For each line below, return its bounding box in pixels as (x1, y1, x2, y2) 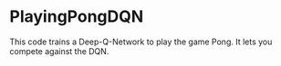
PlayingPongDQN (9, 6, 144, 27)
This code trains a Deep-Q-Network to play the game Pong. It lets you (9, 36, 273, 47)
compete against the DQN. (9, 45, 109, 56)
